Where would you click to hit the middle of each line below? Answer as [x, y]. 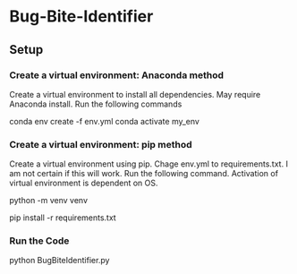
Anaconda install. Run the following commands [96, 104]
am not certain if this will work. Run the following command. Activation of [144, 174]
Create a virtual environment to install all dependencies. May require [135, 94]
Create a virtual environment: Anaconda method [117, 75]
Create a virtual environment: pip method [101, 144]
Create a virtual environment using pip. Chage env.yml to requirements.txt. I [149, 164]
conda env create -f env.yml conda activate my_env [104, 121]
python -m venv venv [48, 201]
